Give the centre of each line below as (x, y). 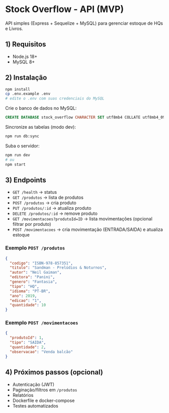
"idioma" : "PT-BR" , (30, 291)
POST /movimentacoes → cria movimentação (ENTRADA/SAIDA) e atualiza (88, 229)
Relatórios (23, 395)
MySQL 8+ (24, 62)
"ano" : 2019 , (23, 296)
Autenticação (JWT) (33, 384)
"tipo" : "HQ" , (24, 286)
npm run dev (18, 155)
